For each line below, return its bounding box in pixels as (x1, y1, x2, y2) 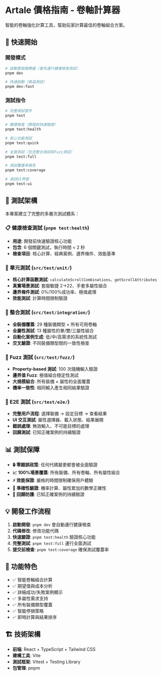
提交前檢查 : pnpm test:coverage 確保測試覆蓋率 (12, 546, 109, 552)
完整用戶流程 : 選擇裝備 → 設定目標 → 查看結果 (12, 411, 107, 417)
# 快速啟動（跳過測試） (5, 79, 47, 85)
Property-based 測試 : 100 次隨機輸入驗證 (12, 366, 98, 372)
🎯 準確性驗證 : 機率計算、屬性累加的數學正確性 (12, 485, 107, 491)
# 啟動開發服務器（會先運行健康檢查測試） (5, 66, 81, 71)
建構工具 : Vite (12, 653, 41, 659)
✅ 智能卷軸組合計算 (12, 577, 53, 583)
